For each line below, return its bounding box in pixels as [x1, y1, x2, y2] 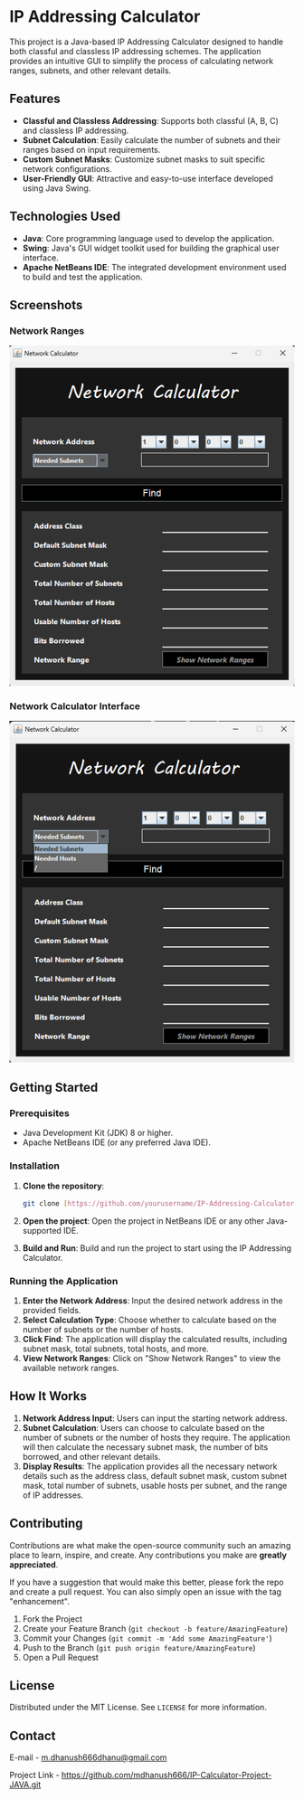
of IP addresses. [22, 1490, 84, 1501]
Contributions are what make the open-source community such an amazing [9, 1539, 291, 1550]
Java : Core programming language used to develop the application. [22, 232, 275, 243]
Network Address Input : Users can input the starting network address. [22, 1413, 288, 1424]
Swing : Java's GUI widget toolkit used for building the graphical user [22, 242, 280, 253]
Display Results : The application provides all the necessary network [22, 1461, 278, 1472]
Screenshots [9, 297, 83, 313]
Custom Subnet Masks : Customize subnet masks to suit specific [22, 154, 265, 165]
